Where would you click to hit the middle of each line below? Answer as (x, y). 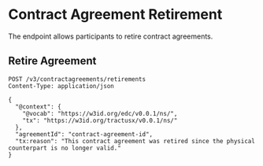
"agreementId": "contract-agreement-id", (84, 134)
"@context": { (38, 107)
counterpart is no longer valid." (65, 148)
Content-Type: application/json (61, 86)
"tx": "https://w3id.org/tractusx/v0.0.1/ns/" (100, 120)
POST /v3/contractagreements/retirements (77, 79)
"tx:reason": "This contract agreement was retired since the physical (135, 141)
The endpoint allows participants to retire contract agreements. (111, 36)
